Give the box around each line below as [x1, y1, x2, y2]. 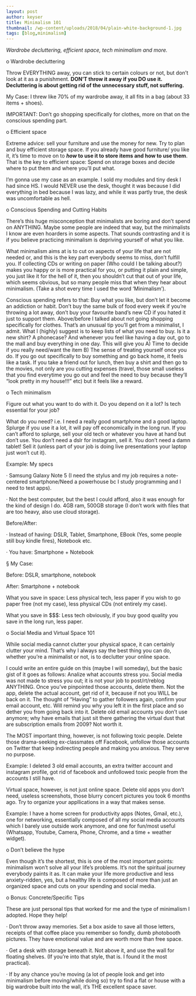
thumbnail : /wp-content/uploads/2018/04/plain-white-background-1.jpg [6, 25, 182, 31]
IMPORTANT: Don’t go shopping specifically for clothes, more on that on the [6, 111, 190, 118]
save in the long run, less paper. [6, 618, 83, 625]
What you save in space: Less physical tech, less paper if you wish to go [6, 594, 181, 601]
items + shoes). [6, 99, 44, 106]
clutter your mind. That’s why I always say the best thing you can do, [6, 647, 171, 654]
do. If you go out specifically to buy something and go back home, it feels [6, 353, 184, 360]
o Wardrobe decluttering [6, 58, 66, 65]
